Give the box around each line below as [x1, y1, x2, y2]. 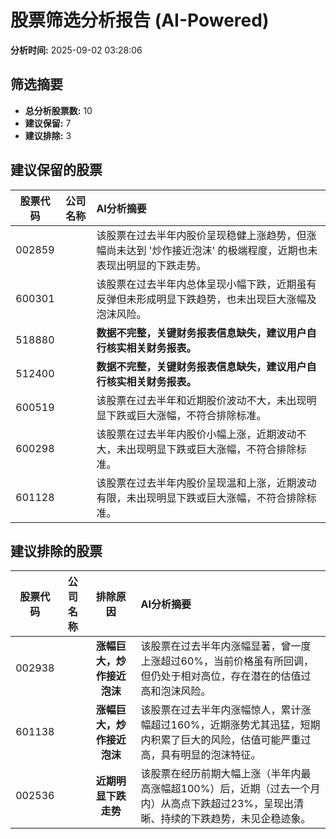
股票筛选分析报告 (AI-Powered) [10, 9, 270, 32]
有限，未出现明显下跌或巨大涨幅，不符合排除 [96, 491, 307, 505]
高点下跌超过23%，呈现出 [170, 797, 295, 811]
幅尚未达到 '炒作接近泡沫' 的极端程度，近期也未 [96, 243, 318, 257]
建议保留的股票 [10, 162, 103, 179]
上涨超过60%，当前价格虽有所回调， [140, 654, 315, 668]
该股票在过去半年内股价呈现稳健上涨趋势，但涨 [96, 228, 317, 242]
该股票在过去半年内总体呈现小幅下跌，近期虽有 [96, 277, 317, 291]
